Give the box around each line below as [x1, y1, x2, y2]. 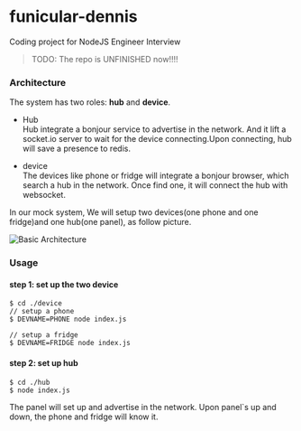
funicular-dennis [9, 6, 138, 27]
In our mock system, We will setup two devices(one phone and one [9, 207, 259, 218]
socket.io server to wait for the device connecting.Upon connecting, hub [22, 134, 293, 145]
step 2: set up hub [9, 357, 78, 368]
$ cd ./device [9, 299, 63, 308]
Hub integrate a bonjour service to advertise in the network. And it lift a [22, 124, 287, 135]
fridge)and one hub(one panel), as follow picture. [9, 217, 192, 228]
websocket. [22, 190, 66, 201]
